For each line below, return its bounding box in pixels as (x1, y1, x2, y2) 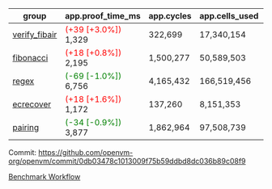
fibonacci (12, 52, 49, 63)
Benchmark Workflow (8, 172, 81, 181)
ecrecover (12, 99, 52, 110)
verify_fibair (12, 29, 57, 40)
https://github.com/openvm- (38, 148, 134, 157)
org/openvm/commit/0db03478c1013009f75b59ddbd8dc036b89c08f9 (8, 157, 246, 166)
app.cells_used (199, 10, 259, 21)
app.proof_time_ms (64, 10, 142, 21)
